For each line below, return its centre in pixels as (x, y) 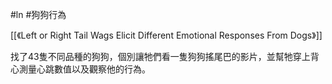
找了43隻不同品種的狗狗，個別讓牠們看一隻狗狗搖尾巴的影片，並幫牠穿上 (160, 56)
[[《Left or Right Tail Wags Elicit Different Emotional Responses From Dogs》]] (166, 35)
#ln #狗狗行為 (38, 14)
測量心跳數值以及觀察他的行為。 (84, 69)
